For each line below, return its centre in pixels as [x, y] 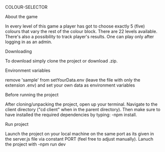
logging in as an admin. [29, 42]
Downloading [18, 51]
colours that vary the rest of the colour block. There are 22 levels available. [81, 31]
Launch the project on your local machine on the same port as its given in [80, 134]
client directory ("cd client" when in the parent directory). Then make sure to [83, 109]
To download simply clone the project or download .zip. [62, 61]
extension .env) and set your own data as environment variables [70, 85]
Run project [17, 124]
